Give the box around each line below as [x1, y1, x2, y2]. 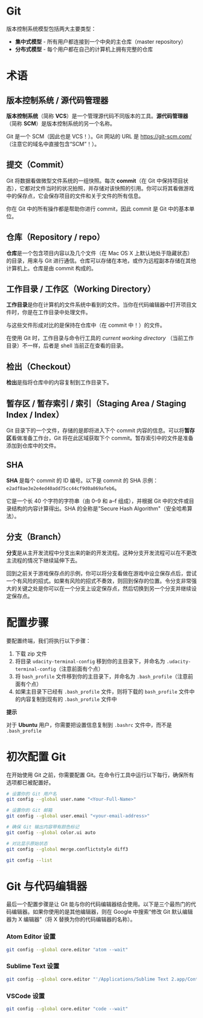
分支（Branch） [6, 532, 66, 542]
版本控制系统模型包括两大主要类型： [6, 25, 97, 32]
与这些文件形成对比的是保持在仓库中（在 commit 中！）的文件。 [6, 321, 166, 329]
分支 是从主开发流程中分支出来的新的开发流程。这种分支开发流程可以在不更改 [6, 549, 197, 556]
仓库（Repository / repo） [6, 232, 105, 243]
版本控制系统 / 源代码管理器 [6, 95, 109, 105]
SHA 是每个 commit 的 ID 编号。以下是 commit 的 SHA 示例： [6, 477, 159, 484]
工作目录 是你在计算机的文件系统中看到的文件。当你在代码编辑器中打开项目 [6, 301, 192, 309]
